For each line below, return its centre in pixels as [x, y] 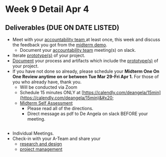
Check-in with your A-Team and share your [56, 139]
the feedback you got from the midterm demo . [60, 45]
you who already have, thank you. [47, 82]
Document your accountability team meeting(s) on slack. [78, 50]
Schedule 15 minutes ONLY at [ [51, 92]
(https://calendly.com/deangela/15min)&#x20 [66, 98]
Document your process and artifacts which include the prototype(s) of [85, 61]
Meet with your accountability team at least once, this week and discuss [86, 39]
